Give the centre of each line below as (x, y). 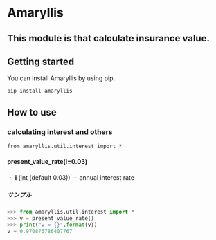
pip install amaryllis (40, 91)
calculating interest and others (60, 131)
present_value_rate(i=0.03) (47, 161)
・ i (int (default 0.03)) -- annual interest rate (71, 178)
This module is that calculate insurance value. (108, 38)
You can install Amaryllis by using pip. (61, 78)
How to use (32, 112)
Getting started (41, 61)
